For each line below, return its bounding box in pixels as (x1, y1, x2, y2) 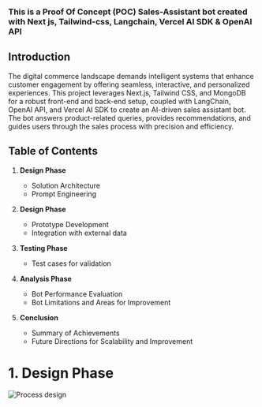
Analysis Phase (19, 274, 73, 283)
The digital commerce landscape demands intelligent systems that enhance (8, 71, 254, 80)
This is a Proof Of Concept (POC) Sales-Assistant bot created (8, 6, 248, 17)
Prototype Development (31, 219, 109, 229)
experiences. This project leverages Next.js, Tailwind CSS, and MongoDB (8, 88, 246, 97)
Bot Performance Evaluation (31, 289, 123, 298)
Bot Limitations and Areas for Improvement (31, 297, 171, 307)
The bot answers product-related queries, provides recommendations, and (8, 113, 251, 122)
